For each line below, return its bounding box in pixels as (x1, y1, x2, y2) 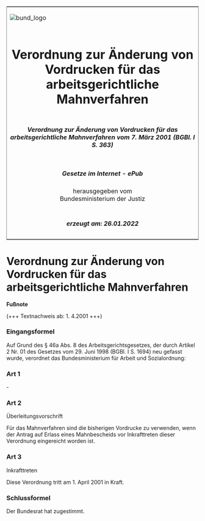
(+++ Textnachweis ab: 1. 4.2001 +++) (6, 312, 103, 319)
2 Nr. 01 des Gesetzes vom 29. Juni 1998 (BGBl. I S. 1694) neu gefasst (6, 348, 182, 355)
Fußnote (6, 301, 29, 308)
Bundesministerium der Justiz (60, 195, 145, 203)
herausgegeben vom (73, 187, 132, 195)
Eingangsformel (6, 327, 55, 336)
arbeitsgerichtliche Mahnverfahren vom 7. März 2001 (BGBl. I (10, 133, 195, 141)
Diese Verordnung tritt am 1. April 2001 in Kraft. (6, 478, 124, 486)
